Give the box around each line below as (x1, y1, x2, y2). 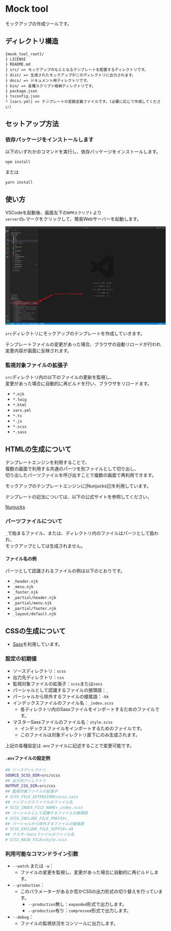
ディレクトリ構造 (5, 37, 59, 46)
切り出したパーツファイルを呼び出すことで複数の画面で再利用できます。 (5, 472, 156, 478)
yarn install (5, 180, 33, 185)
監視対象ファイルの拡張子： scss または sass (12, 680, 103, 687)
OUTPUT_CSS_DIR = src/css (5, 783, 56, 789)
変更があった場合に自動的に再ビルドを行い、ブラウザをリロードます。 (5, 381, 152, 387)
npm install (5, 159, 31, 165)
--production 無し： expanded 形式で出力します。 (27, 901, 127, 908)
